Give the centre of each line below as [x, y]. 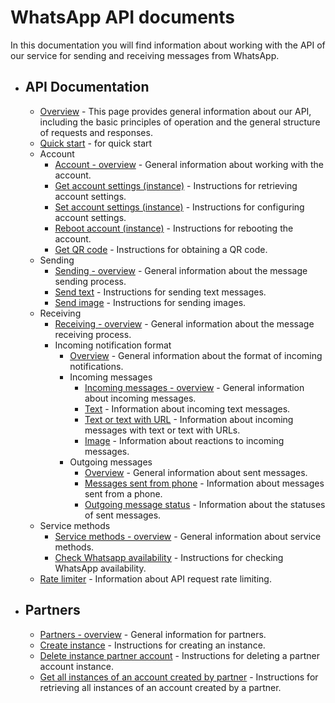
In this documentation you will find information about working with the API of [168, 45]
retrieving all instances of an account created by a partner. [160, 687]
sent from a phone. [123, 493]
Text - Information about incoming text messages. [187, 408]
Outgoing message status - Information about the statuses [205, 504]
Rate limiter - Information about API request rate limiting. [155, 578]
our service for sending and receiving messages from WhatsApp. [145, 55]
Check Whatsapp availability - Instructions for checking [169, 557]
